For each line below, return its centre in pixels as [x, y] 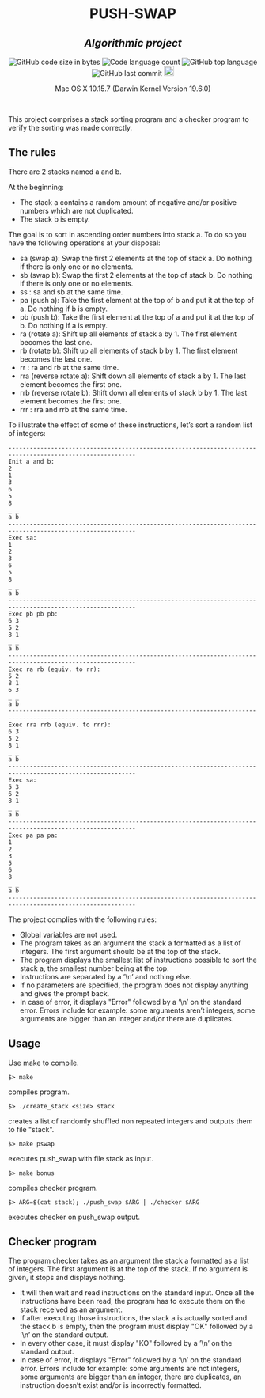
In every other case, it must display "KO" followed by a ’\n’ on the [126, 1343]
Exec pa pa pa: [33, 835]
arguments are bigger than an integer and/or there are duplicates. [127, 1018]
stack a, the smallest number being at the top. [94, 968]
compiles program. [39, 1092]
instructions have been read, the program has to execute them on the [132, 1301]
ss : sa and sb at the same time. [71, 292]
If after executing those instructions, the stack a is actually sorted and [133, 1318]
